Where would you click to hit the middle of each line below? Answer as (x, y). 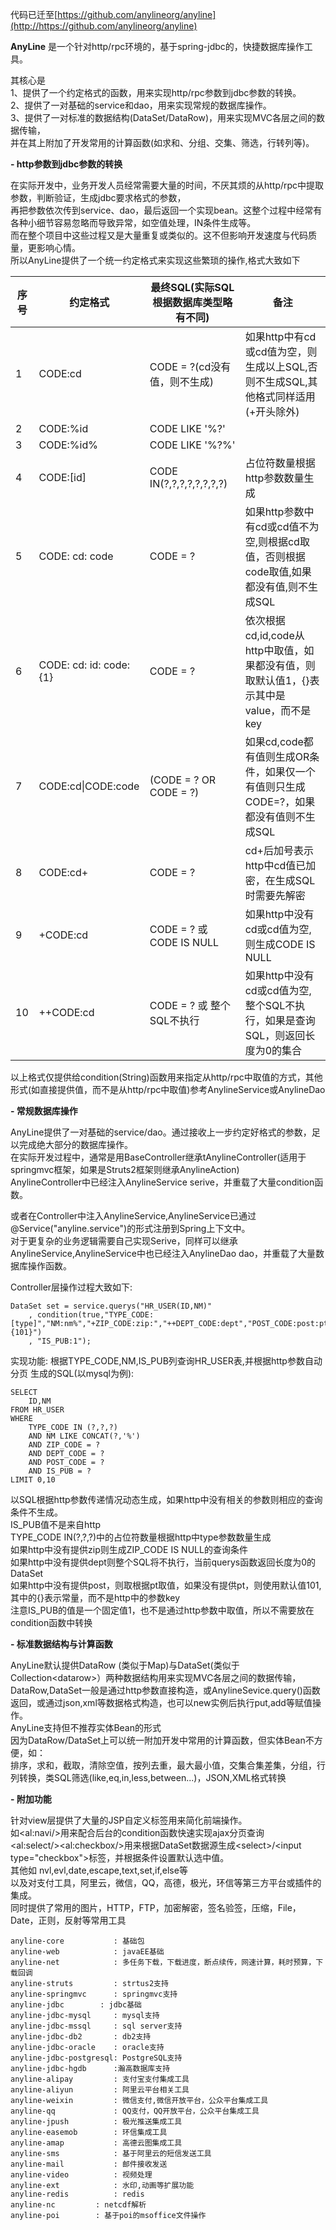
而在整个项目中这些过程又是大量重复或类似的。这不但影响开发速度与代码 (159, 235)
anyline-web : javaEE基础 (87, 1952)
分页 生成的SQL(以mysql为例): (72, 1373)
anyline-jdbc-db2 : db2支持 (81, 2037)
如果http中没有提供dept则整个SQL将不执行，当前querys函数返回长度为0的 (163, 1562)
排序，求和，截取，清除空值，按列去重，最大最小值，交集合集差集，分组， (163, 1765)
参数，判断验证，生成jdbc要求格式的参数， (98, 197)
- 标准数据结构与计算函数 (61, 1644)
